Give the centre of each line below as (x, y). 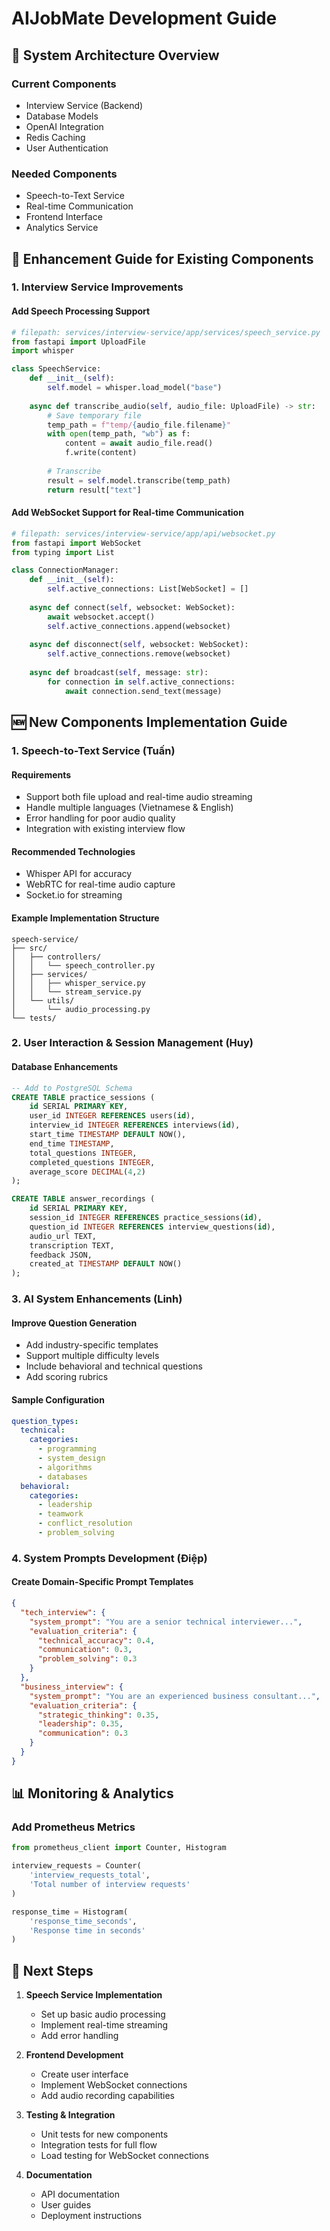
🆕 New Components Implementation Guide (149, 722)
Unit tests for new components (104, 2134)
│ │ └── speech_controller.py (83, 965)
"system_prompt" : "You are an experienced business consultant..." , (175, 1696)
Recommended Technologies (73, 851)
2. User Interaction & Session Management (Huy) (132, 1043)
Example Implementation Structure (85, 918)
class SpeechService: (56, 369)
